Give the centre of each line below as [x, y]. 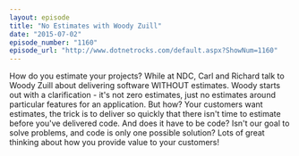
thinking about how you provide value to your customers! [114, 143]
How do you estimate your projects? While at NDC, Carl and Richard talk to [147, 76]
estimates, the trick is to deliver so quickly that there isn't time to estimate [145, 114]
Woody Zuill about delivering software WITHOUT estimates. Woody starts [145, 86]
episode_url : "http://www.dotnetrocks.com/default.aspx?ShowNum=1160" [144, 51]
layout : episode [39, 17]
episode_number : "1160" [54, 42]
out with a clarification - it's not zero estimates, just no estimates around [142, 95]
